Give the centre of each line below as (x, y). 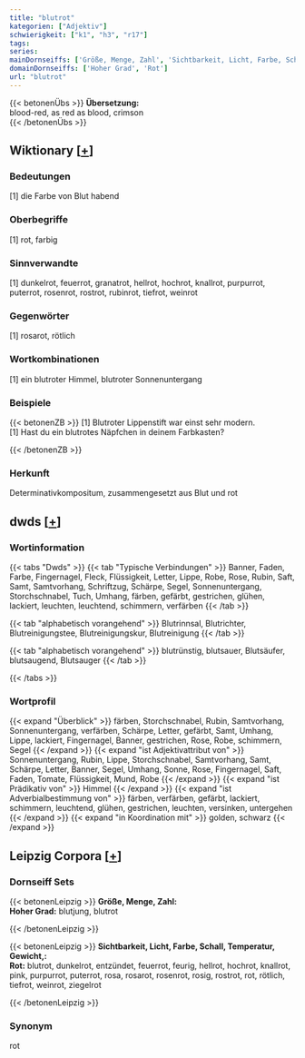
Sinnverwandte (44, 262)
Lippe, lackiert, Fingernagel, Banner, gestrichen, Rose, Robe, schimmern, (146, 740)
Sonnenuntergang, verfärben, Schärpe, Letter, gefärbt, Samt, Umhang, (142, 731)
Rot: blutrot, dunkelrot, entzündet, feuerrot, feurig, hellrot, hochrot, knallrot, (150, 965)
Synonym (31, 1025)
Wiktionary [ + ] (51, 151)
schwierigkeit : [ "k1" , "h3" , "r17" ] (79, 35)
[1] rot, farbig (34, 239)
